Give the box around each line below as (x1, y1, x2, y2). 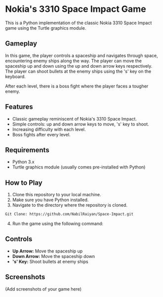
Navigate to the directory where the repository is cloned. (12, 202, 127, 208)
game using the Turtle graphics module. (5, 25, 86, 31)
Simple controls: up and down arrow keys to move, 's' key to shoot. (12, 121, 149, 127)
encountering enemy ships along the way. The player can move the (5, 58, 142, 64)
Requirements (5, 146, 49, 154)
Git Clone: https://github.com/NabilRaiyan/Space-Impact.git (5, 212, 134, 217)
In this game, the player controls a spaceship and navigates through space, (5, 52, 158, 58)
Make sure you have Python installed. (12, 197, 89, 203)
